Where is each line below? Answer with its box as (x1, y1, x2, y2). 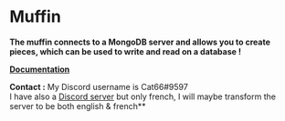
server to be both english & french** (9, 100, 146, 111)
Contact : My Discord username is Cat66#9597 (9, 81, 189, 92)
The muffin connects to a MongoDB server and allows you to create (9, 36, 271, 47)
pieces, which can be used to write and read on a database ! (9, 45, 242, 56)
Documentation (9, 64, 70, 75)
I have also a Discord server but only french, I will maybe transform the (9, 91, 277, 102)
